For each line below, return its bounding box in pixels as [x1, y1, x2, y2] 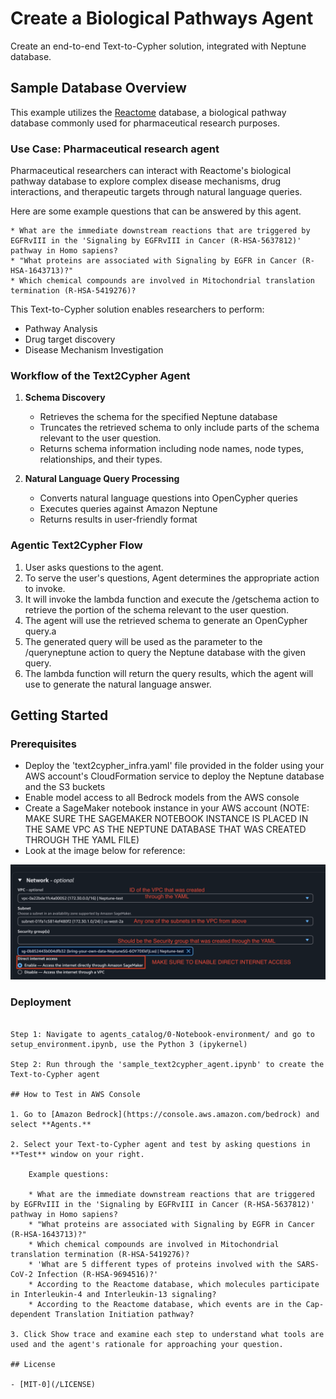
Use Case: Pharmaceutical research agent [10, 142, 220, 156]
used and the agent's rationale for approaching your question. [10, 1339, 284, 1349]
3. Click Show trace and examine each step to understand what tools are [10, 1329, 325, 1339]
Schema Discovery [24, 392, 106, 404]
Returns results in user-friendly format [39, 513, 198, 526]
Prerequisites [10, 737, 77, 751]
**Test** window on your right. [10, 1149, 145, 1159]
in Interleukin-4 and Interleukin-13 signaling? [10, 1289, 217, 1299]
